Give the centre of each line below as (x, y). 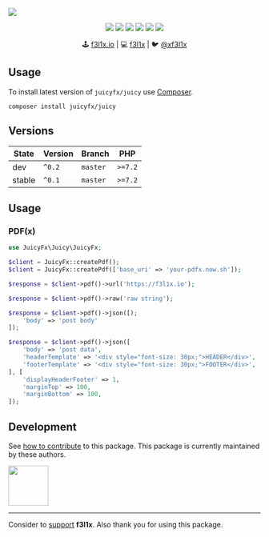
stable (24, 180)
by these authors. (37, 455)
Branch (95, 154)
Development (43, 427)
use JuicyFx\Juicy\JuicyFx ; (55, 248)
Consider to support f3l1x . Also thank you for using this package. (116, 525)
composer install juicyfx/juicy (62, 106)
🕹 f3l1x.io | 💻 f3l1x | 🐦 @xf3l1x (134, 44)
